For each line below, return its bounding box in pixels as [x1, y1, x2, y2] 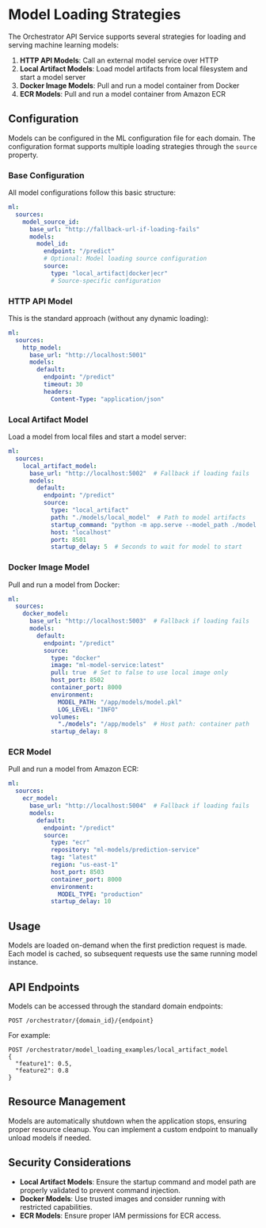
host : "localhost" [50, 528, 112, 536]
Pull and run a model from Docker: [8, 580, 120, 589]
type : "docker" [50, 654, 101, 662]
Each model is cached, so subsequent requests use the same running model [8, 949, 257, 959]
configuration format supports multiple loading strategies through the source [8, 141, 257, 151]
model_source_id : [22, 218, 80, 226]
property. [8, 150, 39, 159]
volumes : [50, 713, 80, 721]
